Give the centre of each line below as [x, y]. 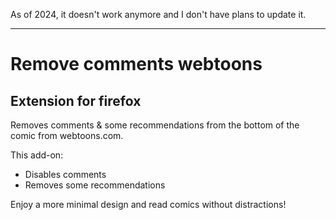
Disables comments [65, 174]
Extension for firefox [76, 100]
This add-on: [37, 155]
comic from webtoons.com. [67, 135]
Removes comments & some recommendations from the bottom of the [155, 125]
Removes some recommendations [95, 185]
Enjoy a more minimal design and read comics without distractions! [148, 204]
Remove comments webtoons [136, 64]
